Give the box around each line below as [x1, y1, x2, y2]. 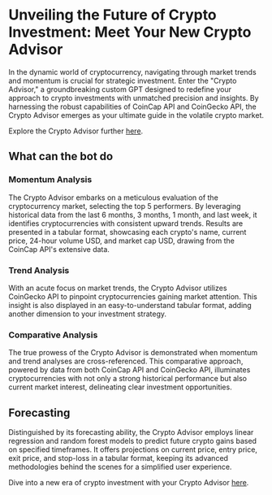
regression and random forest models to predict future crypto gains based [8, 436, 257, 446]
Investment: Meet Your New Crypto [8, 23, 252, 41]
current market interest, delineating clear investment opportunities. [8, 382, 233, 392]
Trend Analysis [8, 264, 70, 276]
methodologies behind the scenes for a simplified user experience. [8, 462, 232, 472]
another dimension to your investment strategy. [8, 309, 167, 319]
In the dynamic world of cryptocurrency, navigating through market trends [8, 67, 257, 76]
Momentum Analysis [8, 174, 93, 185]
